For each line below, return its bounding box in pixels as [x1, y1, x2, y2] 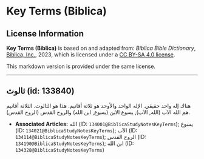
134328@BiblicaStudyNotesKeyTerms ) [15, 146, 104, 153]
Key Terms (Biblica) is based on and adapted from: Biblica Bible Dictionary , [6, 44, 196, 52]
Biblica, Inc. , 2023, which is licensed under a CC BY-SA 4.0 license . [6, 51, 175, 58]
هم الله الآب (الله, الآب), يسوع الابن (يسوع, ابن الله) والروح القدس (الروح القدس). [6, 108, 190, 116]
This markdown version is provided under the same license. [6, 63, 156, 70]
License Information [6, 29, 84, 39]
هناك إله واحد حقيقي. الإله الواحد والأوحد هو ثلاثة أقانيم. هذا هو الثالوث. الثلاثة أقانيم [6, 102, 191, 109]
